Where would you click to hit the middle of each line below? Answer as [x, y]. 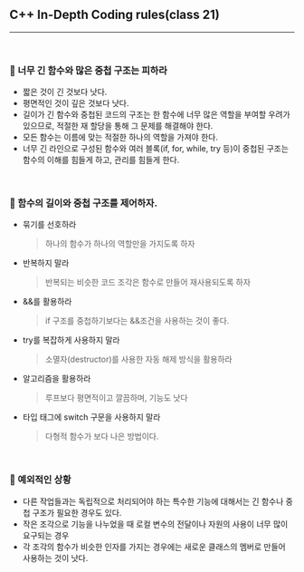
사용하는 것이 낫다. [55, 557]
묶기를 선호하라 [49, 225]
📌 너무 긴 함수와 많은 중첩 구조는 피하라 [88, 70]
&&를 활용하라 [47, 302]
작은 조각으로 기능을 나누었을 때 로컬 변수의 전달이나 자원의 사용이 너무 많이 [155, 524]
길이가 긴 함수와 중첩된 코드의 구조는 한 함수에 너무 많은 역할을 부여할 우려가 [157, 115]
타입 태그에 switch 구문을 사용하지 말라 [91, 417]
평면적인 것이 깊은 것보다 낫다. [76, 103]
